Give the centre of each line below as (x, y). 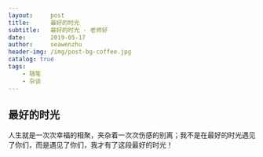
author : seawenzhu (45, 45)
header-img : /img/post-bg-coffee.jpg (70, 52)
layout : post (37, 15)
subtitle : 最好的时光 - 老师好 (58, 30)
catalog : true (31, 60)
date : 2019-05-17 (47, 37)
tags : (17, 67)
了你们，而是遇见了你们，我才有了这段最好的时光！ (91, 145)
